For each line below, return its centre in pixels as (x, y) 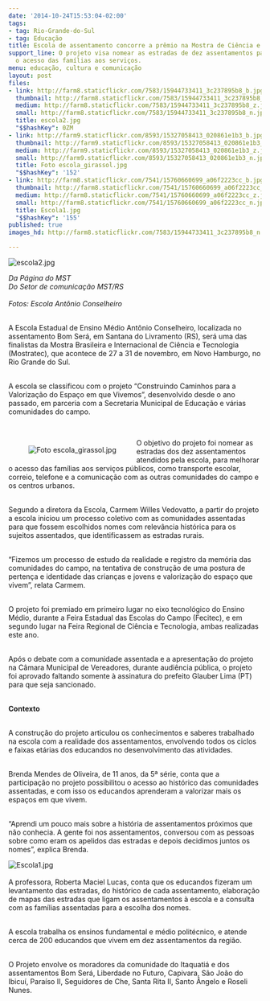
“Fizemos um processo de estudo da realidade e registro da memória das (130, 559)
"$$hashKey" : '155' (48, 218)
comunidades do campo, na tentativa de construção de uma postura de (127, 568)
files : (19, 83)
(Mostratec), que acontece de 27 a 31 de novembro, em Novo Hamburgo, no (135, 353)
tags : (17, 23)
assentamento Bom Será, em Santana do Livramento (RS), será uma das (128, 336)
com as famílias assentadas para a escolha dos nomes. (100, 908)
